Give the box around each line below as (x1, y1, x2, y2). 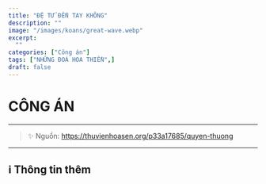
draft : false (8, 63, 51, 71)
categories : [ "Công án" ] (8, 48, 90, 56)
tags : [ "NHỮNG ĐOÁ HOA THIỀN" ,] (8, 56, 115, 64)
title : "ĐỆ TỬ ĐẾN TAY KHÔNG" (8, 11, 108, 20)
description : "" (8, 19, 62, 27)
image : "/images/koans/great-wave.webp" (8, 26, 144, 34)
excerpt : (8, 33, 37, 42)
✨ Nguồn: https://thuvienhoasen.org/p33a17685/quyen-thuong (27, 131, 234, 140)
